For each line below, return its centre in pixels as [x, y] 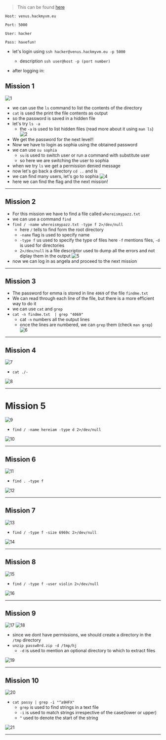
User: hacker [19, 34]
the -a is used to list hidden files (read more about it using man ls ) [87, 129]
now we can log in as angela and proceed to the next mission [75, 261]
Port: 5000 [16, 25]
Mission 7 [20, 511]
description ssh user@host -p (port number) [65, 61]
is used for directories [42, 245]
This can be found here [41, 7]
